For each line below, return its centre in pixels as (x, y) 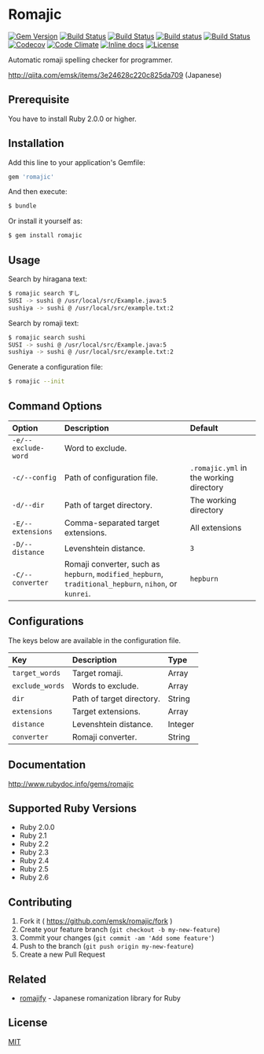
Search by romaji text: (44, 323)
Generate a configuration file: (56, 367)
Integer (181, 724)
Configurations (46, 621)
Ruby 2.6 (34, 877)
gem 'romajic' (31, 177)
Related (27, 979)
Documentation (47, 765)
